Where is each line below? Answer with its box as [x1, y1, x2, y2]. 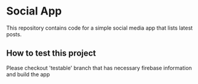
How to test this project [6, 48, 96, 59]
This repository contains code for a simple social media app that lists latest [6, 24, 193, 31]
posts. [6, 30, 22, 37]
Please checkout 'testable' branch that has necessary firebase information [6, 64, 193, 71]
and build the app [6, 71, 50, 78]
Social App [6, 4, 62, 18]
